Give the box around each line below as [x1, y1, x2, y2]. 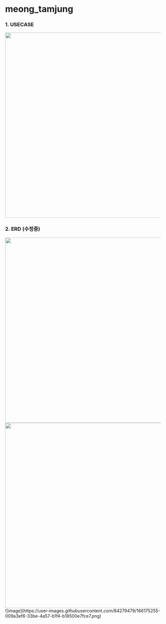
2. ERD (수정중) [5, 226, 41, 233]
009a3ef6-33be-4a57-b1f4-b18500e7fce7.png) [5, 613, 101, 619]
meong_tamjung [5, 3, 74, 15]
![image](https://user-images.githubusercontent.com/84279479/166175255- [5, 608, 161, 614]
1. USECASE [5, 21, 34, 28]
